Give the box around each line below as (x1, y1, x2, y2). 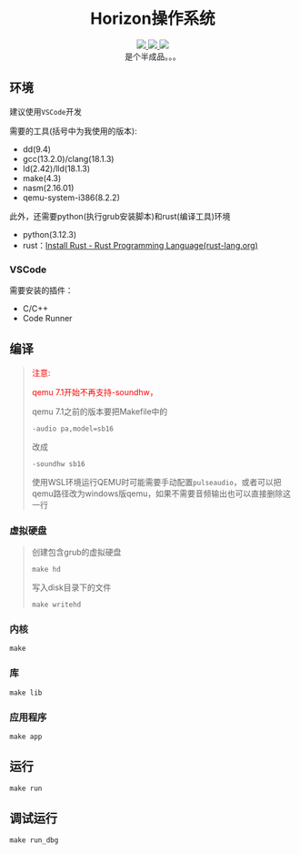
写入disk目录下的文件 (31, 582, 112, 593)
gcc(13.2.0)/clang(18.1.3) (22, 153, 115, 164)
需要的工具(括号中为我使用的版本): (9, 125, 138, 137)
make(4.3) (22, 172, 62, 183)
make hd (31, 565, 61, 574)
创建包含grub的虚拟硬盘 (31, 547, 122, 558)
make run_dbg (9, 835, 59, 845)
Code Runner (22, 313, 73, 324)
